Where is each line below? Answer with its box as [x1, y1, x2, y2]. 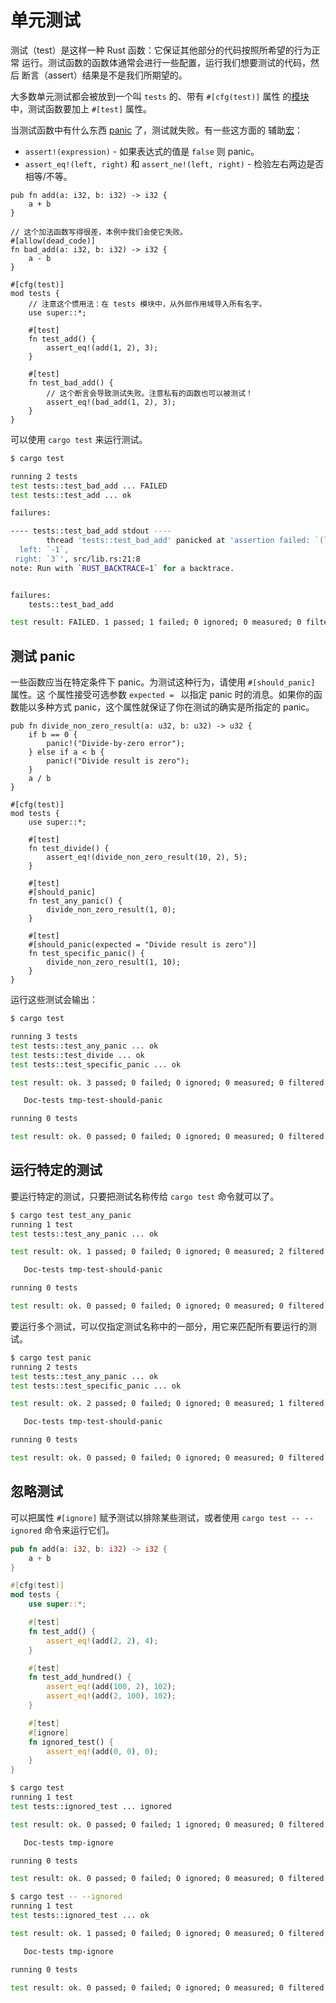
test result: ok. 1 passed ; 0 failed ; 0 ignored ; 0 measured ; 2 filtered [10, 1247, 325, 1257]
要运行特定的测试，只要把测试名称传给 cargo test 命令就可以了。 [10, 1190, 280, 1202]
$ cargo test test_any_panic [10, 1210, 132, 1220]
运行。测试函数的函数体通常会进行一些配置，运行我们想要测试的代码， [21, 56, 311, 68]
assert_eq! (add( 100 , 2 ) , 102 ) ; [46, 1682, 177, 1692]
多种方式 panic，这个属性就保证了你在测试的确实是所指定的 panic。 [36, 701, 315, 713]
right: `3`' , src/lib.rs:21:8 [14, 554, 141, 564]
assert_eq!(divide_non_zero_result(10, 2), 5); [46, 852, 248, 863]
